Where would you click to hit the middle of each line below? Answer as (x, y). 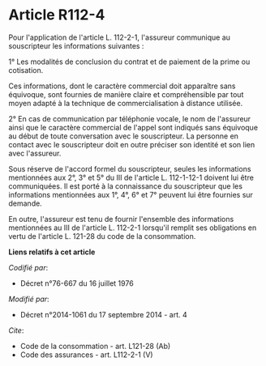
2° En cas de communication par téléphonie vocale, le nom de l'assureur (130, 118)
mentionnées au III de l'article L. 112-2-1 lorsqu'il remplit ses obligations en (133, 228)
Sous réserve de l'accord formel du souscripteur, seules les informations (130, 168)
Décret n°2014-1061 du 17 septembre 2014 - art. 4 (104, 314)
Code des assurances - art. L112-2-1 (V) (86, 355)
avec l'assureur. (35, 153)
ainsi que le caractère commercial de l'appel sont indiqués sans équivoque (133, 127)
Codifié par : (28, 267)
